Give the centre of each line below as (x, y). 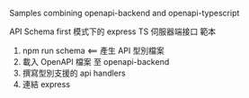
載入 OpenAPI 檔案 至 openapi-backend (96, 62)
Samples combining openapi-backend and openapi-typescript (124, 13)
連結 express (46, 84)
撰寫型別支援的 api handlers (74, 73)
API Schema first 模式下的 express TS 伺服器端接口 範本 (113, 31)
